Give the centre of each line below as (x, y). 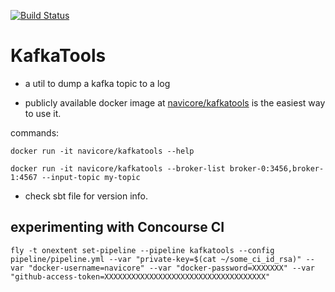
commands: (35, 132)
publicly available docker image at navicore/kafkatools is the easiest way (175, 102)
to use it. (43, 113)
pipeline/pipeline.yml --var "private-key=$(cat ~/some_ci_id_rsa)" (156, 259)
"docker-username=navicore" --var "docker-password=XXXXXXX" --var (171, 268)
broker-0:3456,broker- (277, 168)
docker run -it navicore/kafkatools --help (102, 151)
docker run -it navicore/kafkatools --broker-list (118, 168)
